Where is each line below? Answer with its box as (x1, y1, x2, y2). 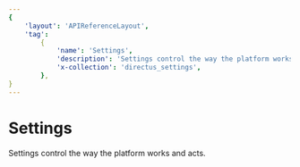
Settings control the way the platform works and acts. (8, 147, 207, 158)
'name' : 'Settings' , (56, 46, 133, 55)
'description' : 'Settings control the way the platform (56, 54, 270, 63)
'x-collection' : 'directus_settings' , (56, 63, 201, 72)
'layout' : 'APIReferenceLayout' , (24, 21, 150, 30)
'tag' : (24, 29, 49, 38)
